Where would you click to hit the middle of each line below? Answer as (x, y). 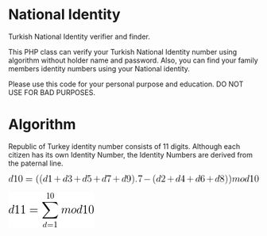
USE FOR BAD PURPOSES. (52, 92)
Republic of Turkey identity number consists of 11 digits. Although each (124, 146)
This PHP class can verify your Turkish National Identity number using (123, 51)
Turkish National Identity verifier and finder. (79, 36)
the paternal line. (36, 163)
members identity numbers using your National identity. (99, 68)
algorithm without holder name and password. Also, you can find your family (133, 60)
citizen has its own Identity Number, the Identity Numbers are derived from (130, 154)
